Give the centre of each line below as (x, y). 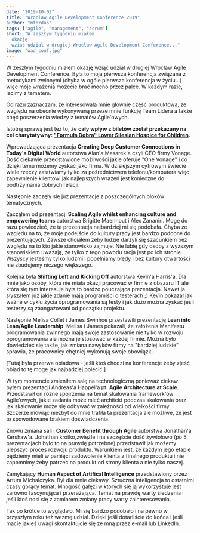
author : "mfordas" (29, 23)
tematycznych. (24, 202)
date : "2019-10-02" (30, 12)
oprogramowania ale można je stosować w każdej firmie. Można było (91, 338)
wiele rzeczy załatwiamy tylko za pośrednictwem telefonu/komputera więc (98, 172)
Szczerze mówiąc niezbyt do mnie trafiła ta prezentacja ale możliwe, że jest (99, 412)
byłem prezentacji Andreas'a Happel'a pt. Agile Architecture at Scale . (93, 387)
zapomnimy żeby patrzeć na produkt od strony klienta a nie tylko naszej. (95, 462)
